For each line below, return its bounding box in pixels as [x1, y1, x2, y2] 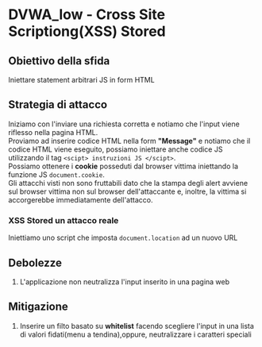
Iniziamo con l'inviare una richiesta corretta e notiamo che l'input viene [8, 119, 240, 129]
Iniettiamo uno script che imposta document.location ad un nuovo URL [8, 233, 238, 243]
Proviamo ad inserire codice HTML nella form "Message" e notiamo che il [8, 136, 251, 145]
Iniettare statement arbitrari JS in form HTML [8, 75, 155, 84]
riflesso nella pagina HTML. [8, 127, 98, 137]
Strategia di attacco [8, 98, 108, 112]
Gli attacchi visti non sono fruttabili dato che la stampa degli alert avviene [8, 178, 249, 187]
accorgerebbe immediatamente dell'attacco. [8, 195, 153, 204]
